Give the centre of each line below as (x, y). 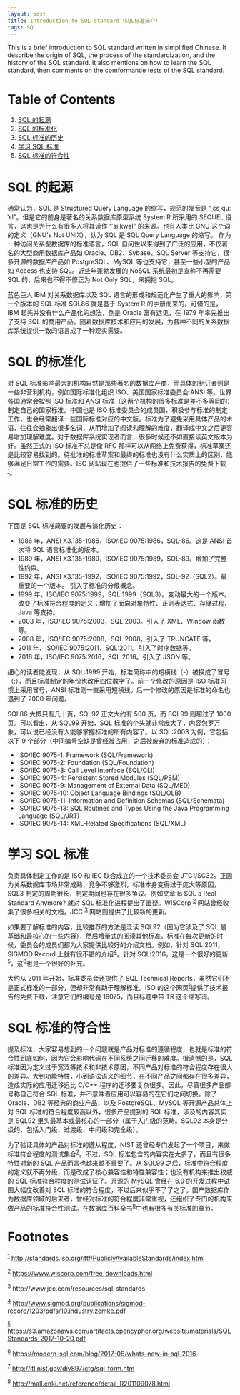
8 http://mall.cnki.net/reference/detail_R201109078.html (89, 1383)
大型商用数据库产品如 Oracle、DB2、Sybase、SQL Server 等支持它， (121, 253)
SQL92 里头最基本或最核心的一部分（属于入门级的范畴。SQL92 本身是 (119, 1120)
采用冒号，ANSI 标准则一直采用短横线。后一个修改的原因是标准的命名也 (125, 689)
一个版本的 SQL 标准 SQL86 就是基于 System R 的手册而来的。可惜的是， (115, 304)
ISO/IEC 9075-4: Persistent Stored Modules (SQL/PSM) (99, 777)
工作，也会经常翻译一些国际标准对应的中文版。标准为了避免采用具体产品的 (117, 419)
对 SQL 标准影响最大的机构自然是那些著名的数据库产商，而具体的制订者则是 (119, 384)
